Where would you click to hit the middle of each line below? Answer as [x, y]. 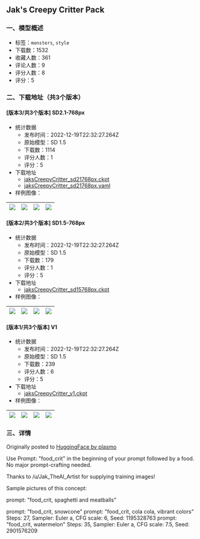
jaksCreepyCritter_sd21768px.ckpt [67, 179]
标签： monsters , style [42, 42]
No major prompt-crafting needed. [49, 465]
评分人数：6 [39, 372]
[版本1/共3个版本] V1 [32, 327]
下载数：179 [39, 260]
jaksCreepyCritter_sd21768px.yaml [67, 185]
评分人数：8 [30, 72]
